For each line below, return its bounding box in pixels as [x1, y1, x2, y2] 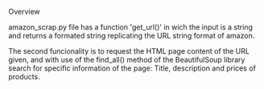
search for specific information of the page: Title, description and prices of [8, 63, 256, 73]
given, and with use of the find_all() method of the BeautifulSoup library [8, 55, 245, 64]
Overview [8, 7, 40, 16]
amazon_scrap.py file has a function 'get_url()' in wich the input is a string [8, 22, 254, 31]
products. [8, 72, 40, 81]
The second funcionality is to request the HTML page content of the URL [8, 47, 250, 55]
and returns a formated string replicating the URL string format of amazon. [8, 31, 255, 40]
